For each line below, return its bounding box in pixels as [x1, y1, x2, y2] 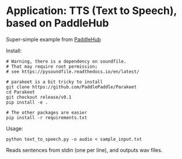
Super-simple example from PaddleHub [6, 36, 101, 43]
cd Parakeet [6, 89, 35, 95]
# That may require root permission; [6, 63, 98, 70]
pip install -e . [6, 99, 48, 105]
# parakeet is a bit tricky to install [6, 79, 103, 85]
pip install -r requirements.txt [6, 115, 87, 120]
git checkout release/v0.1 [6, 94, 72, 100]
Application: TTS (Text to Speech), [6, 4, 177, 18]
